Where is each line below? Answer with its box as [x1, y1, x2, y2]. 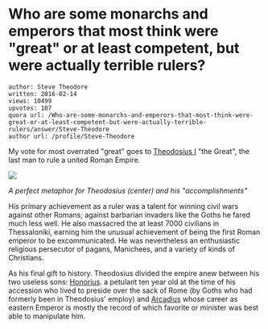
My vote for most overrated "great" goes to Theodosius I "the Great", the [8, 146, 249, 156]
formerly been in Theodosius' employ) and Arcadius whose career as [8, 294, 238, 303]
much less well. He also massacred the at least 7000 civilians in [8, 219, 220, 228]
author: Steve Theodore [8, 82, 89, 91]
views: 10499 [8, 97, 52, 105]
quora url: [8, 110, 45, 119]
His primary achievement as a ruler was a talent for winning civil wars [8, 201, 239, 210]
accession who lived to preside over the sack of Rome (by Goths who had [8, 285, 253, 295]
